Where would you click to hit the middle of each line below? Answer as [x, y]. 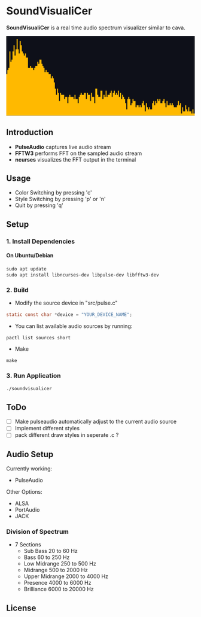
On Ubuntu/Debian [30, 256]
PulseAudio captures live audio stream [63, 147]
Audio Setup [30, 454]
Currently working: [29, 469]
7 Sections [28, 545]
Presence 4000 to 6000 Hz [57, 583]
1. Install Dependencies [41, 241]
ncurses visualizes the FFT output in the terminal [75, 159]
